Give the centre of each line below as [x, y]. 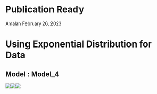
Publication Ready [45, 9]
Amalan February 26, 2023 [33, 24]
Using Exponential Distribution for [78, 44]
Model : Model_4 [32, 74]
